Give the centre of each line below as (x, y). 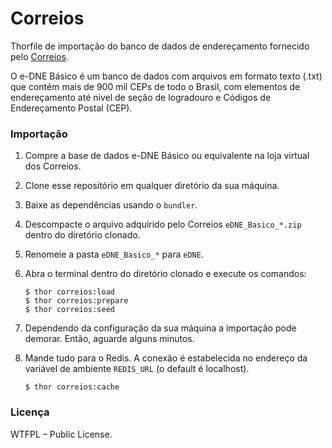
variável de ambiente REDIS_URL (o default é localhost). (137, 369)
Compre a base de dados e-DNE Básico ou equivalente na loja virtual (167, 156)
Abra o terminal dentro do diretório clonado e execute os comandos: (165, 274)
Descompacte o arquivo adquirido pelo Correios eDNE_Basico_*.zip (163, 224)
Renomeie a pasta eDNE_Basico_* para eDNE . (114, 254)
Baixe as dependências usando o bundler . (111, 205)
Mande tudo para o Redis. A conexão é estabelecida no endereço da (166, 358)
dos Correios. (53, 166)
